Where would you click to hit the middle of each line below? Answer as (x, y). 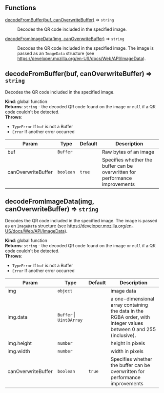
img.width (19, 352)
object (65, 291)
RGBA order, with (130, 317)
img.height (20, 343)
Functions (21, 8)
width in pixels (127, 352)
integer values (127, 323)
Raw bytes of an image (128, 152)
